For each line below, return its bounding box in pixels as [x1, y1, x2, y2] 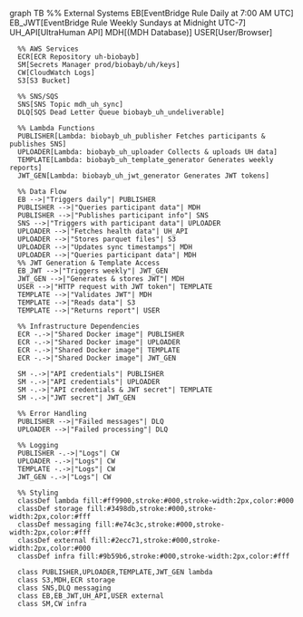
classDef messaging [17, 520, 92, 529]
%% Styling [17, 488, 59, 497]
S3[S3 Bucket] [17, 76, 71, 85]
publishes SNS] [9, 140, 67, 149]
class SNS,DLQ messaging [17, 583, 112, 593]
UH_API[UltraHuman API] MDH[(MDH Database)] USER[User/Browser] [9, 27, 273, 37]
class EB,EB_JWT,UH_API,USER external [17, 592, 165, 601]
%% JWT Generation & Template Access [17, 258, 161, 267]
